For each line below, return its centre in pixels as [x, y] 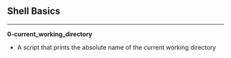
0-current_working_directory [50, 34]
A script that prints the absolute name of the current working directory [117, 47]
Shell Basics [34, 11]
